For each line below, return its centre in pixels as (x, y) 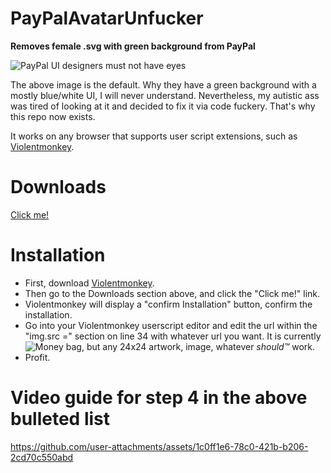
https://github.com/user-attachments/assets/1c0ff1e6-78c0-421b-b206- (159, 446)
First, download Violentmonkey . (89, 283)
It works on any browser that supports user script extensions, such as (154, 136)
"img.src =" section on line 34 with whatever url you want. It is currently (173, 336)
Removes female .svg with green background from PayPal (133, 46)
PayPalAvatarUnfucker (107, 18)
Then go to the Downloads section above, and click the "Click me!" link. (172, 293)
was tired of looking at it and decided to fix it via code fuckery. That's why (163, 106)
